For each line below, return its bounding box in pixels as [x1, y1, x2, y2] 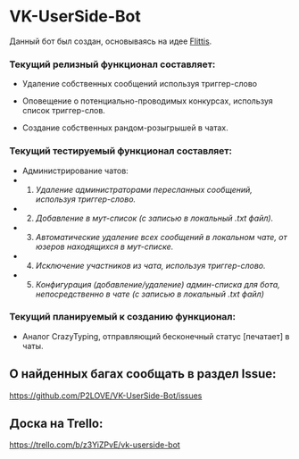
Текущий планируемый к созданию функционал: [9, 311, 237, 323]
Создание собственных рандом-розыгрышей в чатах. [21, 122, 229, 133]
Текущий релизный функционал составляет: [9, 58, 216, 71]
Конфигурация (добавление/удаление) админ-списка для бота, [35, 279, 281, 289]
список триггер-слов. [21, 105, 105, 116]
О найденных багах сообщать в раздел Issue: [9, 366, 277, 381]
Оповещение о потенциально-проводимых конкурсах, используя [21, 96, 274, 106]
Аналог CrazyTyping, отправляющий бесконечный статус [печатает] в [21, 330, 290, 341]
